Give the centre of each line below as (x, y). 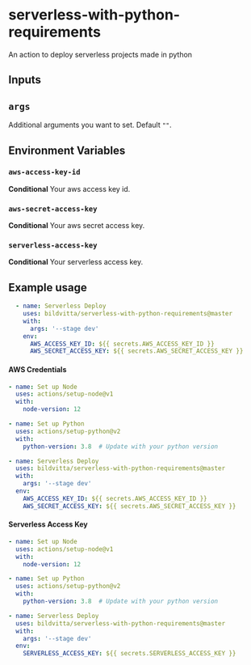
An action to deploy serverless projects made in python (100, 54)
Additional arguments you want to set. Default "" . (90, 125)
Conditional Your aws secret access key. (77, 226)
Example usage (48, 288)
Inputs (25, 80)
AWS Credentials (38, 369)
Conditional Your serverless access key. (76, 262)
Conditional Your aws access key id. (69, 188)
